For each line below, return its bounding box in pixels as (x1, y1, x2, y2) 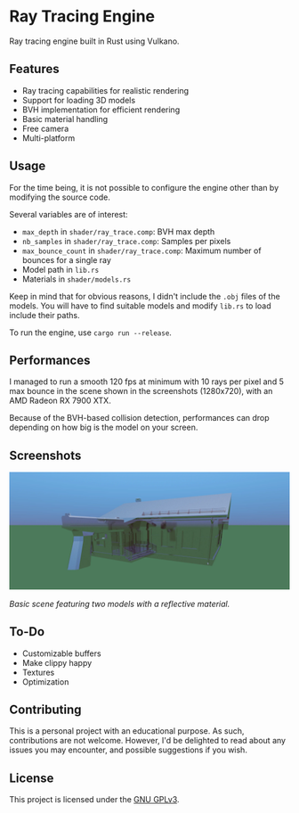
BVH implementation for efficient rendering (21, 104, 181, 115)
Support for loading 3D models (21, 94, 136, 105)
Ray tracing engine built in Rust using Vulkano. (9, 36, 180, 46)
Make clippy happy (21, 657, 93, 668)
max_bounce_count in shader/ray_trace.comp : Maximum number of (21, 245, 262, 256)
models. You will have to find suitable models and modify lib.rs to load (9, 300, 271, 311)
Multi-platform (21, 132, 76, 144)
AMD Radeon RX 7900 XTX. (9, 395, 111, 406)
